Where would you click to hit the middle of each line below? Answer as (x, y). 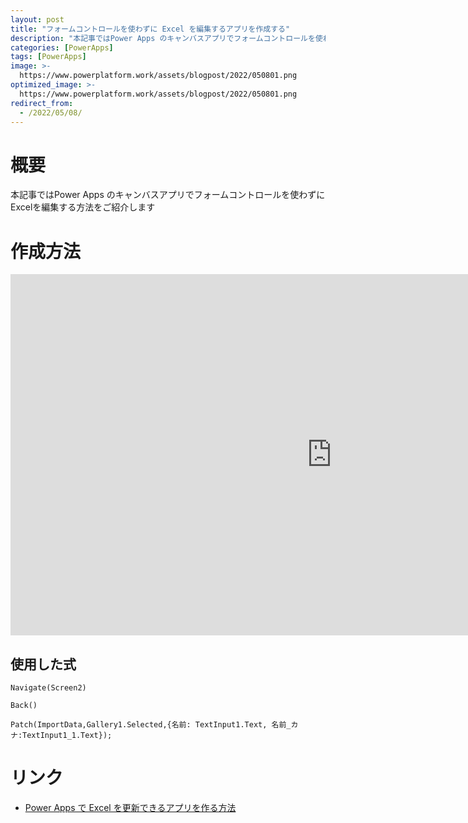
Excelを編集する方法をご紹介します (83, 207)
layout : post (37, 19)
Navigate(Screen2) (48, 688)
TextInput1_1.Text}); (67, 736)
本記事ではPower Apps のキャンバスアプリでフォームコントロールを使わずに (168, 195)
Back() (24, 706)
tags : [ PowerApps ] (48, 57)
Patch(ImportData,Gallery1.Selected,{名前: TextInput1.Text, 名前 (148, 725)
